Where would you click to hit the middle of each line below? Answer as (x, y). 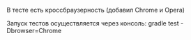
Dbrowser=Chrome (34, 31)
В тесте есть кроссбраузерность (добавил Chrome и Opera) (96, 10)
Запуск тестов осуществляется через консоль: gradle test (93, 23)
